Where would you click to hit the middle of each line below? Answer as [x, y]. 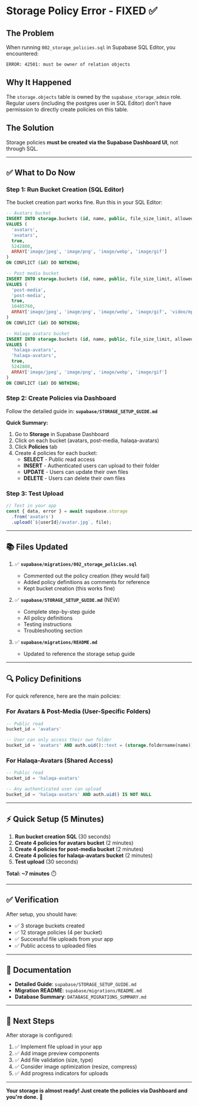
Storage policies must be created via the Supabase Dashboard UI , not [92, 142]
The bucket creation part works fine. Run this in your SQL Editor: [84, 202]
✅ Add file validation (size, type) [54, 1060]
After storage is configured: [39, 1035]
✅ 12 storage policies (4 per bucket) [58, 932]
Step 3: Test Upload [35, 494]
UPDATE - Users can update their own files [76, 472]
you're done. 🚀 [24, 1097]
